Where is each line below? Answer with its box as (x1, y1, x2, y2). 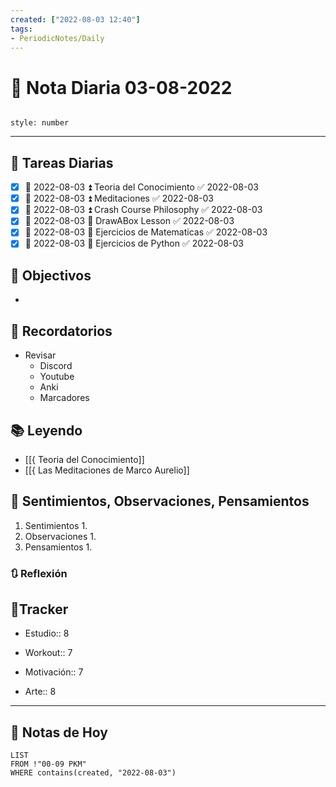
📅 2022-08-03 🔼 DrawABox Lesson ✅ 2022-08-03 (24, 215, 235, 227)
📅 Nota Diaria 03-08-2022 (10, 76, 233, 99)
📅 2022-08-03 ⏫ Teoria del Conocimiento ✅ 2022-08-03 (24, 181, 259, 193)
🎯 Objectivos (10, 267, 92, 284)
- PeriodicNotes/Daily (10, 33, 105, 43)
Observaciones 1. (24, 530, 97, 542)
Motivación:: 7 (24, 666, 84, 678)
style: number (10, 118, 70, 128)
